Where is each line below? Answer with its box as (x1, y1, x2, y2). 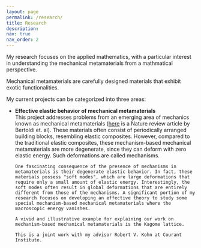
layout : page (6, 8, 39, 15)
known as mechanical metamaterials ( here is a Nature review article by (14, 120, 190, 127)
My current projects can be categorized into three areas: (6, 95, 146, 103)
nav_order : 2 (6, 37, 39, 43)
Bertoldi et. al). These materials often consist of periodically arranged (14, 127, 187, 133)
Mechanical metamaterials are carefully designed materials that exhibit (6, 77, 181, 85)
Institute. (14, 237, 43, 243)
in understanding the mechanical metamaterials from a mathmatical (6, 59, 173, 67)
